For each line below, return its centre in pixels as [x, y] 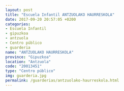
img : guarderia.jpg [26, 76]
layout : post [19, 10]
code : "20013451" [24, 66]
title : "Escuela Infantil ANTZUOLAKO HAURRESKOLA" [60, 15]
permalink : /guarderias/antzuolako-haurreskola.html [62, 80]
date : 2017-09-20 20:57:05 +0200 [41, 19]
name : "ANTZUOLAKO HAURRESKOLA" [39, 52]
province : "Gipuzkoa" [28, 57]
